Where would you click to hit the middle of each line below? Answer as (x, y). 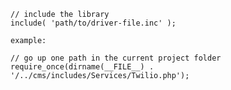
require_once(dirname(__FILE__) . (82, 67)
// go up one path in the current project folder (116, 58)
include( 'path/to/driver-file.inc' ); (93, 23)
